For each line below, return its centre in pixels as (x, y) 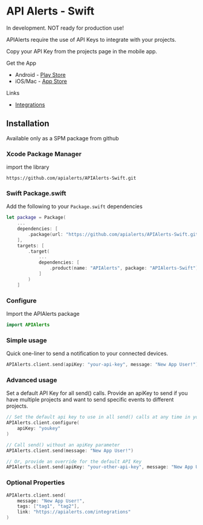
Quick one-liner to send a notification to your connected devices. (87, 354)
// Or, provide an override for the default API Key (74, 461)
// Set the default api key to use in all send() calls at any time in (98, 417)
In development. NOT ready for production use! (65, 28)
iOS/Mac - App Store (41, 81)
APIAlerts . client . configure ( (43, 423)
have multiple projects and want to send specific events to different (90, 400)
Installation (28, 124)
